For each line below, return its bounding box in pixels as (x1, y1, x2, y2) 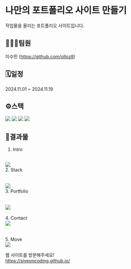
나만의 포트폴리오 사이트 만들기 (5, 5, 127, 16)
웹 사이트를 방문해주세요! (5, 252, 55, 258)
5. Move (5, 236, 22, 242)
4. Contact (5, 215, 28, 221)
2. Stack (5, 167, 23, 173)
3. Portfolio (5, 188, 29, 194)
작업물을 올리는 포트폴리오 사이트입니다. (5, 22, 85, 29)
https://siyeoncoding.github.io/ (5, 258, 70, 264)
